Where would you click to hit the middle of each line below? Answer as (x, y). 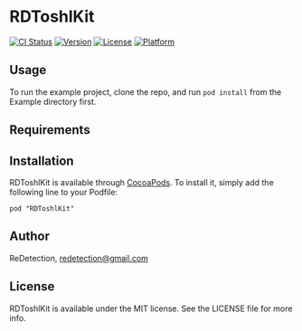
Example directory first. (53, 101)
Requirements (50, 130)
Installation (42, 161)
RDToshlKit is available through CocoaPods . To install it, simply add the (142, 182)
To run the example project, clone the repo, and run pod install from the (146, 91)
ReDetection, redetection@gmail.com (79, 258)
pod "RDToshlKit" (42, 208)
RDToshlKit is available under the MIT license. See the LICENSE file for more (151, 308)
